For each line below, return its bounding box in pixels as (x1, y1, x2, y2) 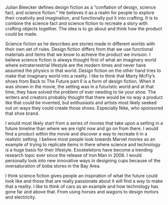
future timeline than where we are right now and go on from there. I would (5, 125, 158, 131)
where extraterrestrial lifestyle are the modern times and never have (5, 62, 146, 68)
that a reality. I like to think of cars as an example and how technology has (5, 183, 158, 189)
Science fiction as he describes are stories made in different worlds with (5, 41, 155, 47)
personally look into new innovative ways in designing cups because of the (5, 158, 161, 163)
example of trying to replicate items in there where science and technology (5, 142, 161, 148)
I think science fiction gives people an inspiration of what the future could (5, 173, 158, 178)
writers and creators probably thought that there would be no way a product (5, 94, 163, 100)
